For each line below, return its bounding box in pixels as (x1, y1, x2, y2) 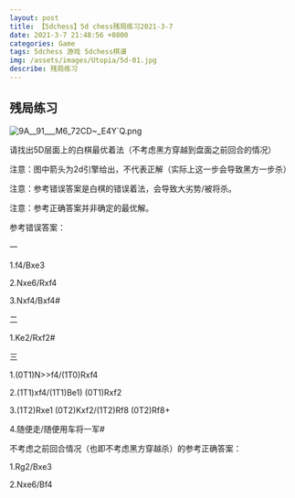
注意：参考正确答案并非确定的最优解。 (9, 202, 153, 213)
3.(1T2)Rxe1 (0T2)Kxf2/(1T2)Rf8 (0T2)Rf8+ (9, 404, 171, 416)
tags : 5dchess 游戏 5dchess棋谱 (9, 48, 128, 57)
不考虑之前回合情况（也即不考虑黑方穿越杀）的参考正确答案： (9, 442, 242, 453)
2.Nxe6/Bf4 (9, 479, 53, 490)
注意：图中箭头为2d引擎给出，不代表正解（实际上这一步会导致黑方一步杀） (9, 164, 292, 175)
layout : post (9, 13, 59, 23)
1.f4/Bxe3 (9, 260, 46, 270)
